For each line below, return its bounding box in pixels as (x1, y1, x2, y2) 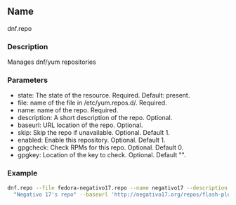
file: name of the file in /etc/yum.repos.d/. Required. (17, 98, 167, 107)
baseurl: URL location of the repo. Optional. (17, 121, 143, 129)
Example (7, 168, 38, 178)
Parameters (7, 75, 48, 85)
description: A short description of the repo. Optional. (17, 114, 173, 122)
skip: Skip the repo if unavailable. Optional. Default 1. (17, 128, 170, 137)
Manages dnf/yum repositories (7, 58, 96, 66)
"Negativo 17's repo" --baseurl (13, 191, 109, 198)
